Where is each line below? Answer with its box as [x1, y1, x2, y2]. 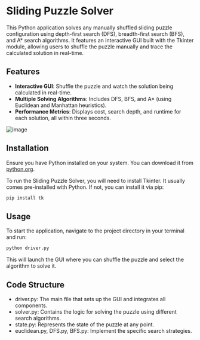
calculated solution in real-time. [6, 49, 84, 56]
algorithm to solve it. [6, 262, 57, 269]
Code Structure [6, 280, 64, 290]
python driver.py [6, 245, 50, 252]
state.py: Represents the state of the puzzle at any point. [14, 321, 154, 328]
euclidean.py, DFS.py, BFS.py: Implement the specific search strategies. [14, 327, 192, 334]
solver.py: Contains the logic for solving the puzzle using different [14, 308, 177, 315]
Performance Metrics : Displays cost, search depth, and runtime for [14, 108, 181, 115]
